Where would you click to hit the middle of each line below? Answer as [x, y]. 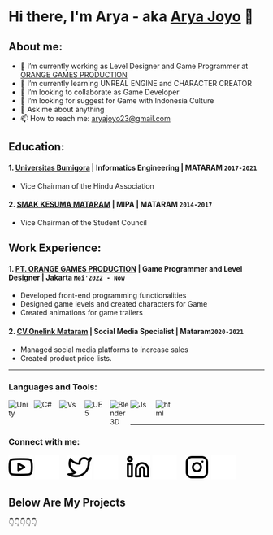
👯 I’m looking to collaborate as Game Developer [100, 92]
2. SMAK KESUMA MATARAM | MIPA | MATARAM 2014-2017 [110, 204]
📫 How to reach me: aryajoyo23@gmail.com [95, 118]
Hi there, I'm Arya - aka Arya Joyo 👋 [131, 17]
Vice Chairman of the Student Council [84, 222]
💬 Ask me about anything [62, 109]
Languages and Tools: [53, 387]
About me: [36, 47]
